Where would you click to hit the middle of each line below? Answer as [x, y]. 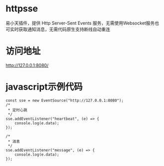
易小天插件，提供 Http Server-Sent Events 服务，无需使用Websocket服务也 [82, 23]
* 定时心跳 [18, 110]
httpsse [22, 9]
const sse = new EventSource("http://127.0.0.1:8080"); [65, 100]
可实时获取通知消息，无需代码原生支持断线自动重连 [58, 29]
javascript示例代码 [44, 87]
